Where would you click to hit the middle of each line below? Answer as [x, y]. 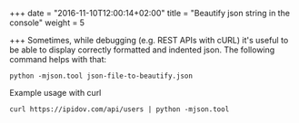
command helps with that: [58, 59]
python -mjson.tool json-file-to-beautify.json [101, 76]
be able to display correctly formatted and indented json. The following [142, 50]
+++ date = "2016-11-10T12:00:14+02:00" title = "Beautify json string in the [150, 13]
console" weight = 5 [47, 23]
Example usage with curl [55, 93]
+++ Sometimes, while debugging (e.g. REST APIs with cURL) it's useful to [149, 40]
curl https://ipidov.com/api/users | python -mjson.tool [120, 109]
